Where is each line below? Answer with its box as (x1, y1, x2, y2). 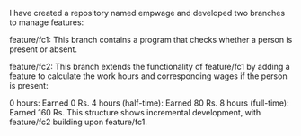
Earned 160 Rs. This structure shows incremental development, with (9, 107, 261, 117)
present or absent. (9, 44, 78, 55)
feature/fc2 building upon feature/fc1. (9, 116, 148, 127)
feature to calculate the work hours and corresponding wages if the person (9, 71, 288, 81)
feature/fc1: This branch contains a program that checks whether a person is (9, 35, 293, 45)
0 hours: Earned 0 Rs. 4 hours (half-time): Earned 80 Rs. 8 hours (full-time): (9, 98, 289, 108)
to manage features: (9, 17, 84, 28)
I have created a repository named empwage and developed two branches (9, 8, 286, 18)
